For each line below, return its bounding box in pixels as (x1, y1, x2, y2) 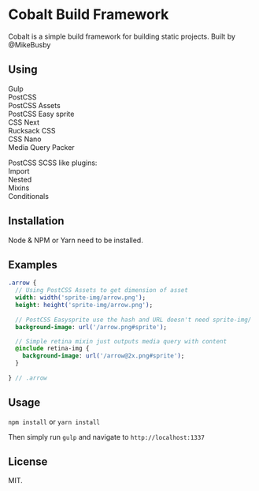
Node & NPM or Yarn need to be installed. (8, 235, 143, 245)
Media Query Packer (8, 142, 75, 152)
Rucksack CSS (8, 126, 57, 135)
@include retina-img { (15, 345, 90, 353)
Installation (8, 215, 65, 228)
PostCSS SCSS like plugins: (8, 158, 98, 167)
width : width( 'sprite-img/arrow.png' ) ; (15, 294, 146, 302)
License (8, 455, 48, 468)
